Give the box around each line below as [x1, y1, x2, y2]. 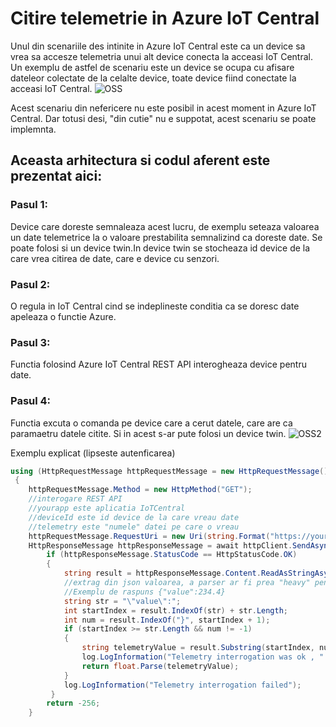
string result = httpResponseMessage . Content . [63, 568, 262, 579]
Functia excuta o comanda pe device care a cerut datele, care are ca [10, 417, 293, 429]
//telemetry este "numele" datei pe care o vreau [28, 522, 240, 532]
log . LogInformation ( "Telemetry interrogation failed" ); [63, 680, 302, 690]
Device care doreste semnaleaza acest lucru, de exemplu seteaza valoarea [10, 220, 320, 232]
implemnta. [10, 123, 57, 135]
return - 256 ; [46, 698, 101, 709]
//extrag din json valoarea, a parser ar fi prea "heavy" [63, 578, 311, 588]
